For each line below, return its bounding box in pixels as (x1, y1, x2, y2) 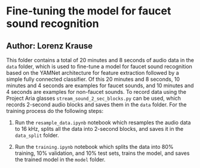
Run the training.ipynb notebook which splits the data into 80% (14, 143, 174, 150)
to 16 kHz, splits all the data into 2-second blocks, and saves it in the (14, 126, 184, 132)
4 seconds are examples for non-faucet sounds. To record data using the (6, 88, 187, 95)
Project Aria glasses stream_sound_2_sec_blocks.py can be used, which (6, 94, 181, 102)
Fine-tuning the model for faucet (6, 4, 171, 18)
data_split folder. (14, 132, 60, 139)
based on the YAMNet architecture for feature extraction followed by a (6, 69, 179, 76)
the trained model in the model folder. (14, 156, 106, 163)
